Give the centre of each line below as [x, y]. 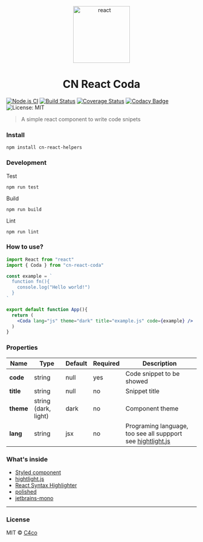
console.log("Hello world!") [54, 287]
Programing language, [157, 426]
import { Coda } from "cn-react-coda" [55, 265]
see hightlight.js [148, 441]
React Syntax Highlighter [46, 485]
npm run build [24, 209]
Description [159, 363]
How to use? [25, 247]
